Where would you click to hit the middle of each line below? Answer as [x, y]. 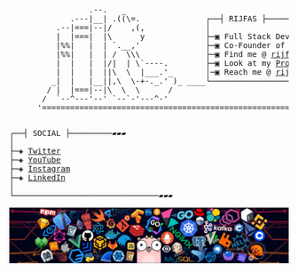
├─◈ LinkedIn [38, 177]
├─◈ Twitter [35, 151]
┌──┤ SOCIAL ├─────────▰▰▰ [68, 133]
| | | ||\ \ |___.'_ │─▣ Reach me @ [164, 72]
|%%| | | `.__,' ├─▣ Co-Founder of [171, 45]
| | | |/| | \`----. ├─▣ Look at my [164, 63]
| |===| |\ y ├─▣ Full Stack [164, 36]
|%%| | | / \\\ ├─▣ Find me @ [161, 54]
